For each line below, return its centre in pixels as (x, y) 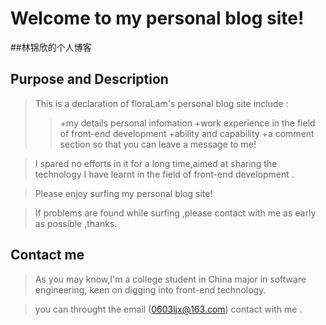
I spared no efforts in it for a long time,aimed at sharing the (156, 163)
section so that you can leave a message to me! (158, 144)
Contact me (47, 255)
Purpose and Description (89, 79)
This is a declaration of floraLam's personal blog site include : (161, 103)
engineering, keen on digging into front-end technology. (150, 289)
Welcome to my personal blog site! (157, 18)
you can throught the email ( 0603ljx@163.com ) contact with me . (168, 309)
